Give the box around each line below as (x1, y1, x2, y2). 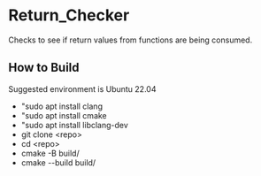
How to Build (8, 60, 81, 75)
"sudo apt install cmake (20, 110, 107, 120)
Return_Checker (8, 5, 130, 26)
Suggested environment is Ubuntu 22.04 (8, 83, 157, 94)
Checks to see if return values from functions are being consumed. (8, 34, 253, 45)
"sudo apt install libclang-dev (20, 119, 129, 130)
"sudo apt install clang (20, 101, 104, 111)
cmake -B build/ (20, 148, 81, 158)
